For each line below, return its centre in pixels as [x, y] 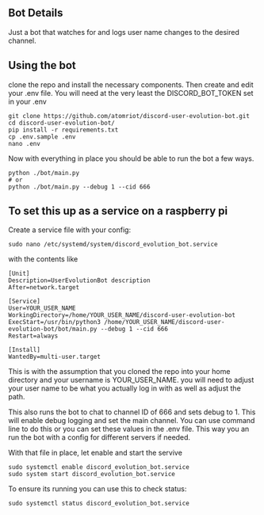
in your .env [28, 101]
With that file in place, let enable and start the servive [95, 453]
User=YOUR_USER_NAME [42, 308]
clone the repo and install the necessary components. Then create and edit [131, 84]
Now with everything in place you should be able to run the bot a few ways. [131, 158]
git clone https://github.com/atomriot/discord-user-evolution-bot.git [129, 116]
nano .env [25, 143]
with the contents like [43, 259]
